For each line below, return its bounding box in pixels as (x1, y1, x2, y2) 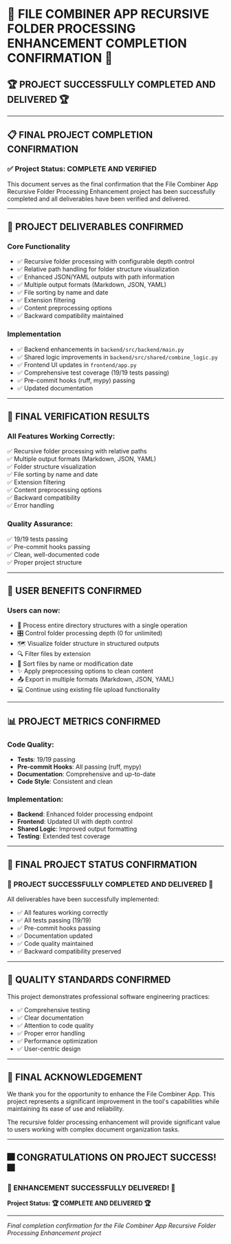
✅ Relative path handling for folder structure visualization (16, 265, 179, 273)
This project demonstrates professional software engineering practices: (7, 992, 210, 1000)
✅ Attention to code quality (16, 1021, 94, 1029)
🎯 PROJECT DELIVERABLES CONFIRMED (7, 221, 184, 233)
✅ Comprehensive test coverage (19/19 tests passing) (16, 368, 170, 377)
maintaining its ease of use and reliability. (7, 1104, 124, 1113)
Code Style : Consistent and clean (16, 778, 113, 786)
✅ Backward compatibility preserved (16, 947, 122, 956)
